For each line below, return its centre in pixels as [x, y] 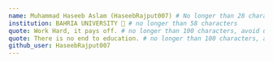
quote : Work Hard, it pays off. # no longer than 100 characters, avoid [134, 31]
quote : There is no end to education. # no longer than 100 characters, [134, 38]
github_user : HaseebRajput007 [60, 46]
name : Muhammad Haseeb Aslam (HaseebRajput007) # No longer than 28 [127, 16]
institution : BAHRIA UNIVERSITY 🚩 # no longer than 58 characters [123, 23]
